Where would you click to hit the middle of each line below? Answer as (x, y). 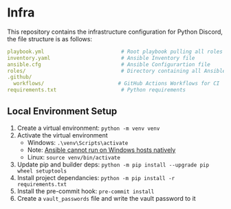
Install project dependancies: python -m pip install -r (96, 177)
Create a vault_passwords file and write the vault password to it (106, 198)
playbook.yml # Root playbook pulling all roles (115, 52)
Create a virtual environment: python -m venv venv (88, 128)
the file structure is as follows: (50, 38)
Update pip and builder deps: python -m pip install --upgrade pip (113, 164)
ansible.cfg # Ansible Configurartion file (109, 64)
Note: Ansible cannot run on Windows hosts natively (101, 150)
